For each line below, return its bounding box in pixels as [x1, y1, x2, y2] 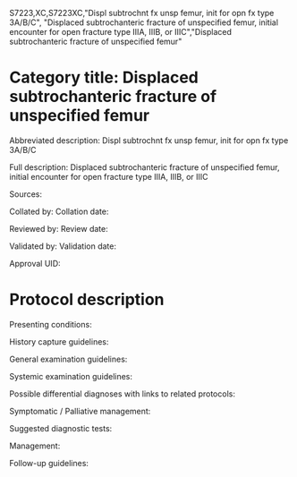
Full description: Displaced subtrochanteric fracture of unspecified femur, [9, 161, 280, 173]
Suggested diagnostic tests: [9, 422, 113, 433]
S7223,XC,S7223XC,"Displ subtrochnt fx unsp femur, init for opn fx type [9, 8, 275, 18]
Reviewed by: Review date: [9, 223, 109, 234]
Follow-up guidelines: [9, 457, 89, 468]
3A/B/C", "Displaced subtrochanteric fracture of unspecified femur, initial [9, 17, 279, 28]
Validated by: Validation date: [9, 241, 116, 251]
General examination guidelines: [9, 353, 128, 364]
